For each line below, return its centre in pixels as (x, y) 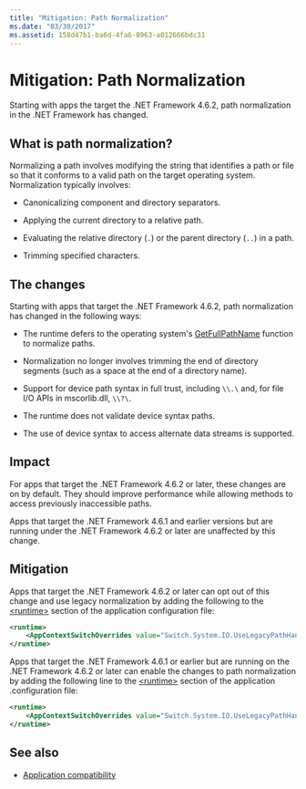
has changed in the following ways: (76, 316)
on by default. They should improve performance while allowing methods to (151, 493)
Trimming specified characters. (81, 255)
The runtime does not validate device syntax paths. (119, 415)
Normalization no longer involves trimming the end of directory (140, 360)
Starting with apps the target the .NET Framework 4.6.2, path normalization (150, 105)
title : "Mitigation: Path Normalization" (89, 18)
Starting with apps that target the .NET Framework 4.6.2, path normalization (152, 306)
